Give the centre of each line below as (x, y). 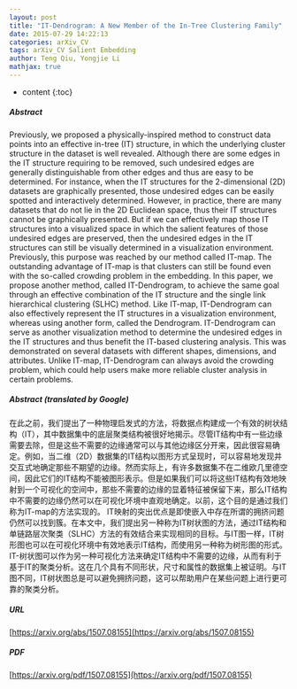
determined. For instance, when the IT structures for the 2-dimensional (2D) (147, 182)
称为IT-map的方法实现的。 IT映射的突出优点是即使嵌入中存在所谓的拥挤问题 (147, 511)
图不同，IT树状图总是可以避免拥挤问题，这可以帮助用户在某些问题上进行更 (145, 577)
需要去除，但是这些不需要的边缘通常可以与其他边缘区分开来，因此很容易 (141, 445)
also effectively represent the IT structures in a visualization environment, (143, 313)
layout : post (33, 17)
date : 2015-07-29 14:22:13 (59, 34)
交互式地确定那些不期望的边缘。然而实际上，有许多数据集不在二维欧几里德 (145, 467)
